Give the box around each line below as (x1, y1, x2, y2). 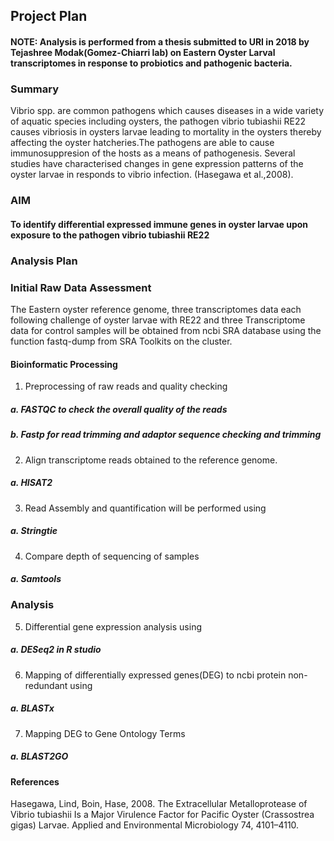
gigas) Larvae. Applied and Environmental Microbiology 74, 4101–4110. (10, 819, 300, 831)
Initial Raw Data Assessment (10, 280, 152, 294)
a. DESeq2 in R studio (10, 644, 102, 656)
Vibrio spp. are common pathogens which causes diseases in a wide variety (10, 105, 325, 117)
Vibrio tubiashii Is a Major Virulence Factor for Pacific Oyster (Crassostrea (10, 809, 315, 821)
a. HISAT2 (10, 477, 53, 489)
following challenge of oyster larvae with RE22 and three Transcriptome (10, 314, 306, 326)
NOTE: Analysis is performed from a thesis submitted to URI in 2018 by (10, 35, 310, 48)
